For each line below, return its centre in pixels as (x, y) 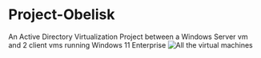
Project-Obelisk (62, 15)
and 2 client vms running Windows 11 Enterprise (87, 44)
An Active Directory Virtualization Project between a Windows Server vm (128, 37)
